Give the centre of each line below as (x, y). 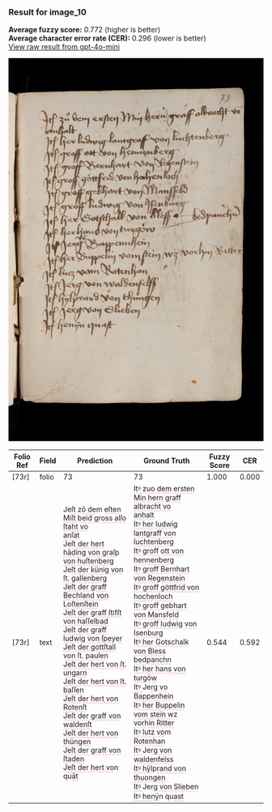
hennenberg (154, 560)
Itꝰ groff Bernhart (161, 569)
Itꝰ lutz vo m (152, 732)
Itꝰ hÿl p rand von (160, 768)
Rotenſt (75, 707)
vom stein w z (155, 714)
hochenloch (153, 597)
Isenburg (148, 633)
